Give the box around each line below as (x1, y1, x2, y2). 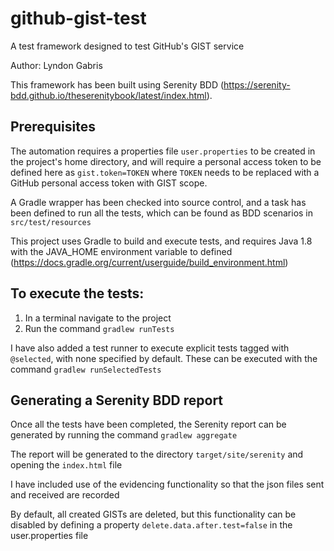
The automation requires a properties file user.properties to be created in (10, 145, 316, 157)
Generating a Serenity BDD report (10, 392, 224, 409)
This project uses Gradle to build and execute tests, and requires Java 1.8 (10, 235, 313, 247)
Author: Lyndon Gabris (10, 59, 103, 71)
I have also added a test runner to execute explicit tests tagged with (10, 342, 290, 354)
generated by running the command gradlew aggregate (10, 429, 238, 441)
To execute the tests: (10, 285, 145, 302)
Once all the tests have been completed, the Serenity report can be (10, 418, 287, 431)
